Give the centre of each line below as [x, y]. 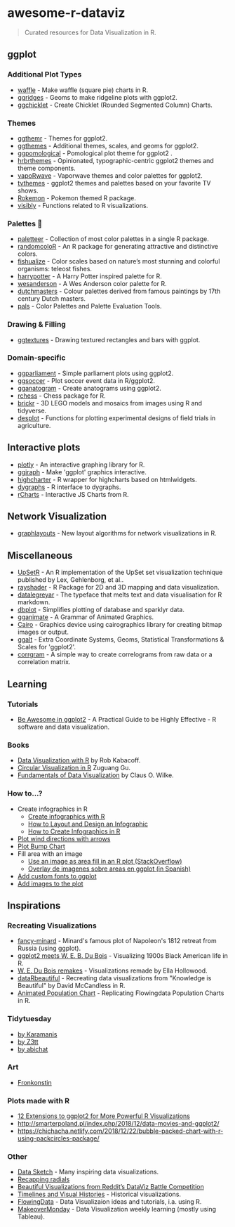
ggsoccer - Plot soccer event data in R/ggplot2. [86, 380]
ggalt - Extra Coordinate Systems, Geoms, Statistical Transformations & [121, 640]
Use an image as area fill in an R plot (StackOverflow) [105, 861]
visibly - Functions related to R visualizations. [83, 205]
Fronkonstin [35, 1082]
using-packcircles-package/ [58, 1138]
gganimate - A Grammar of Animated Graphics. [86, 617]
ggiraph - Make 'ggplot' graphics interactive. [82, 472]
